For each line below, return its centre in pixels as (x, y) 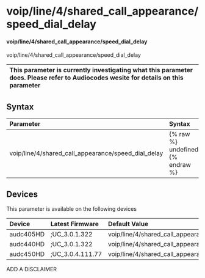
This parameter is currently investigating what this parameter (101, 70)
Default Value (128, 224)
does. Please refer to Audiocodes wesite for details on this (96, 78)
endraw (180, 165)
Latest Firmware (75, 224)
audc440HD (27, 244)
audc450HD (27, 254)
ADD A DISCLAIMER (31, 269)
